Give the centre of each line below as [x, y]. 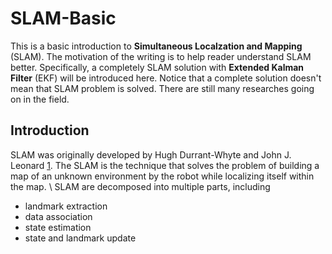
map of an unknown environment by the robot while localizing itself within [162, 176]
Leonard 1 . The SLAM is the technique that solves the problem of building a [165, 165]
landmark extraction [66, 206]
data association [58, 216]
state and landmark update [80, 238]
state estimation [58, 227]
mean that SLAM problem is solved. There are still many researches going [162, 88]
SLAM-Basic [63, 18]
